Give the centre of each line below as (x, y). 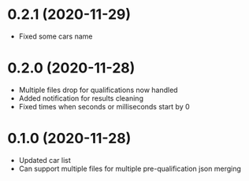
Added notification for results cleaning (81, 98)
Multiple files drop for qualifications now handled (98, 90)
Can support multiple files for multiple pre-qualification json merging (130, 168)
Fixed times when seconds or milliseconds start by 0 (104, 106)
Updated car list (45, 160)
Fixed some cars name (56, 36)
